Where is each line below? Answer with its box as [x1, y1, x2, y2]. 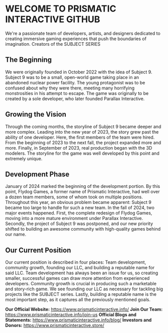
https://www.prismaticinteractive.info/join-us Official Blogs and [5, 312, 137, 318]
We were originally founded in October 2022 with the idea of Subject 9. [5, 69, 152, 75]
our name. [5, 232, 27, 238]
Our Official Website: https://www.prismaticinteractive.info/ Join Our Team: [5, 306, 163, 312]
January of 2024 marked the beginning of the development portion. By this [5, 183, 160, 189]
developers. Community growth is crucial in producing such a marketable [5, 281, 157, 287]
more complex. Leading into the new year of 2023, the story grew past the [5, 129, 159, 135]
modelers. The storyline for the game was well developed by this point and [5, 150, 159, 156]
